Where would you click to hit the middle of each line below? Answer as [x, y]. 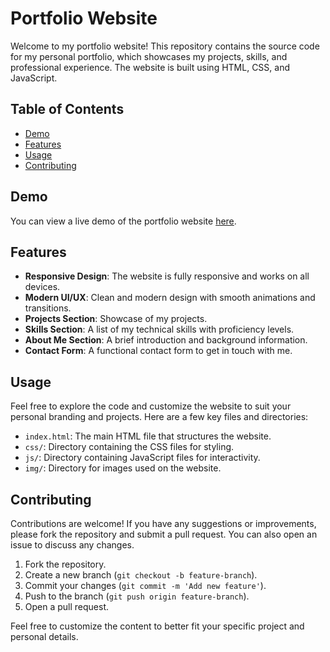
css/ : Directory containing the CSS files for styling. [129, 447]
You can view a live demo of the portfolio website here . [123, 221]
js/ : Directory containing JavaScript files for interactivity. [142, 458]
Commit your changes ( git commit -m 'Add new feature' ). [145, 585]
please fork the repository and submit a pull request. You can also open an [164, 534]
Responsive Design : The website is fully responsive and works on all [167, 276]
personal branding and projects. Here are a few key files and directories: [159, 417]
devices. [42, 287]
